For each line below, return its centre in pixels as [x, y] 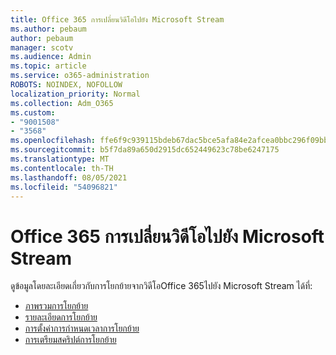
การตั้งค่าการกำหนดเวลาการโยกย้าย [82, 328]
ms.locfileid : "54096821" [64, 187]
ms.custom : [33, 112]
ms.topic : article [48, 66]
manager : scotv [42, 47]
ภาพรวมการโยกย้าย [56, 306]
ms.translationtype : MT [60, 159]
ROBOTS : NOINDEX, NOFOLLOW [66, 85]
